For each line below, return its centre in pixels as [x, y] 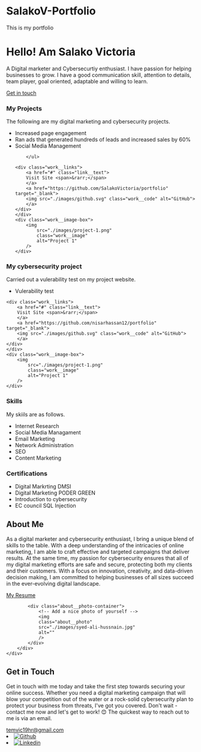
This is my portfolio [30, 28]
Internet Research [37, 426]
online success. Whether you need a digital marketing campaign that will [96, 693]
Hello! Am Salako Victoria [71, 52]
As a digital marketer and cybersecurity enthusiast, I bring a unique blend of [100, 539]
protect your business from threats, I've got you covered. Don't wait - [92, 705]
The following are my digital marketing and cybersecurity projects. [88, 122]
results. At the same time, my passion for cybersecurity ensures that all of [97, 558]
